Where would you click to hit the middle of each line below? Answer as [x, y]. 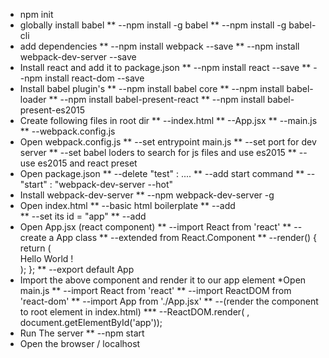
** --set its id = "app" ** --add [83, 216]
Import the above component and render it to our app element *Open [163, 280]
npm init [36, 14]
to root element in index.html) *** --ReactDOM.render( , [134, 312]
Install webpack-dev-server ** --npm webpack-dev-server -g [147, 195]
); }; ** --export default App [77, 269]
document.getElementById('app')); [91, 322]
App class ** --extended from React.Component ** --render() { [187, 237]
